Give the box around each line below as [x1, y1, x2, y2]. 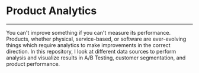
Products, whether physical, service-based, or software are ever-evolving [6, 35, 187, 42]
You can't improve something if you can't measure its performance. [6, 29, 171, 36]
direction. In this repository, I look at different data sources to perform [6, 48, 176, 55]
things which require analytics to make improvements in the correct [6, 41, 171, 48]
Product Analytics [6, 4, 97, 18]
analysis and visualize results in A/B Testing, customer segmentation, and [6, 54, 186, 61]
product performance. [6, 60, 60, 67]
